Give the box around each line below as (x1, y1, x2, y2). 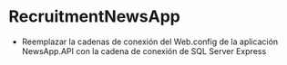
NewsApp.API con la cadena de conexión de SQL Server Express (21, 45, 267, 56)
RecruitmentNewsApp (8, 6, 181, 27)
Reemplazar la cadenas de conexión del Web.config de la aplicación (21, 36, 279, 47)
